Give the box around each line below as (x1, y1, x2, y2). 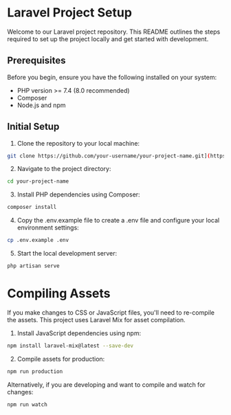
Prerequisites (7, 55, 66, 67)
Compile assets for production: (16, 355, 105, 363)
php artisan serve (7, 262, 60, 269)
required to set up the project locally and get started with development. (7, 34, 209, 43)
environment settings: (16, 223, 79, 232)
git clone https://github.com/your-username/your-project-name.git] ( (7, 153, 211, 159)
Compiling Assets (7, 286, 111, 302)
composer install (7, 204, 57, 211)
